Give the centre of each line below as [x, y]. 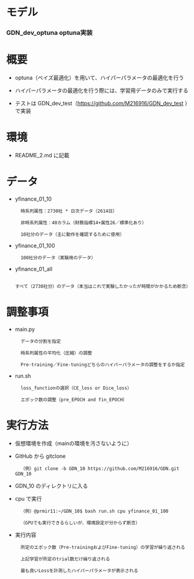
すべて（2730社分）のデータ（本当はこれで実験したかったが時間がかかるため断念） [103, 286]
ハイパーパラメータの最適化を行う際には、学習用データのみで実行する [102, 90]
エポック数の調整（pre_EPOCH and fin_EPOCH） [74, 399]
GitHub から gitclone [40, 456]
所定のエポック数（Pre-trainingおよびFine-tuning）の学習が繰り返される [103, 547]
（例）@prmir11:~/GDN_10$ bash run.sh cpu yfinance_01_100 [95, 511]
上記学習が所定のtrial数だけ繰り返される [65, 559]
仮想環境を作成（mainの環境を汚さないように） [74, 443]
